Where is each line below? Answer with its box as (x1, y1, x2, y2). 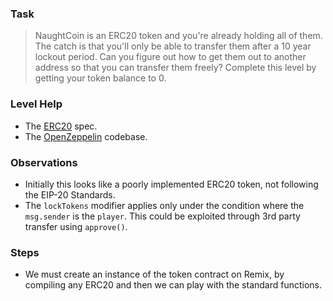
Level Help (10, 97, 63, 111)
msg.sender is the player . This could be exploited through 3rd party (24, 210, 301, 222)
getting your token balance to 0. (34, 72, 167, 84)
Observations (10, 155, 78, 169)
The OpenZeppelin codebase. (24, 130, 148, 142)
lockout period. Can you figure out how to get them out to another (34, 51, 307, 63)
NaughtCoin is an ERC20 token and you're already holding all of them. (34, 30, 323, 42)
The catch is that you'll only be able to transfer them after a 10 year (34, 40, 312, 52)
